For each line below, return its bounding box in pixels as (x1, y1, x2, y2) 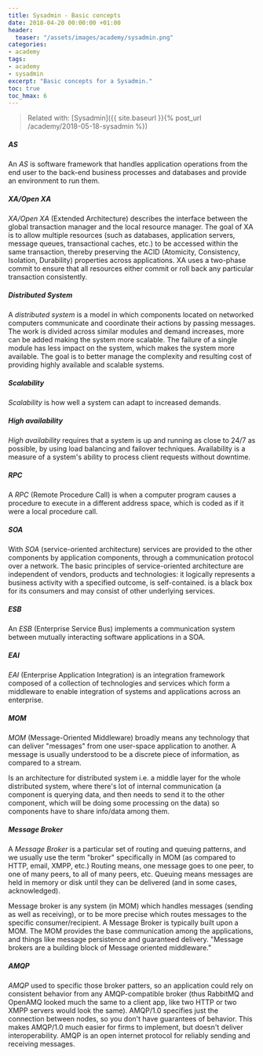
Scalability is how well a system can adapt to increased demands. (8, 398, 221, 407)
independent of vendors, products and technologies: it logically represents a (8, 570, 255, 579)
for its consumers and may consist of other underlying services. (8, 586, 215, 596)
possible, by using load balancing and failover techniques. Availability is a (8, 444, 246, 454)
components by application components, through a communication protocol (8, 553, 254, 562)
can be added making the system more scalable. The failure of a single (8, 335, 238, 345)
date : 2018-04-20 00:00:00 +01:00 (8, 19, 122, 27)
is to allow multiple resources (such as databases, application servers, (8, 231, 236, 240)
